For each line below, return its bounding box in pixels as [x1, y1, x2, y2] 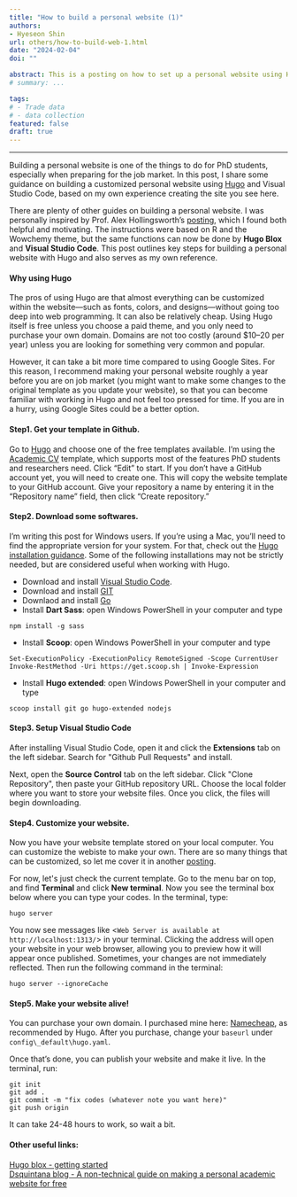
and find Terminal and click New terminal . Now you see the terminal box [9, 882, 275, 893]
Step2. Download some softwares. [9, 511, 139, 522]
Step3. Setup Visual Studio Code [9, 723, 132, 734]
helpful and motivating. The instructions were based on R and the [9, 224, 247, 235]
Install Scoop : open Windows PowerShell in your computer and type [21, 637, 271, 648]
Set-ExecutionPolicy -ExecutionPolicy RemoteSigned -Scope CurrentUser [9, 654, 278, 663]
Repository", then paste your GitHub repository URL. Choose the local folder [9, 778, 286, 789]
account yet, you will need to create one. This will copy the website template [9, 471, 288, 483]
